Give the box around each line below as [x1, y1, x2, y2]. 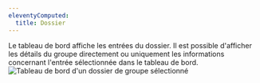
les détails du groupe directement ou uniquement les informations [8, 49, 225, 58]
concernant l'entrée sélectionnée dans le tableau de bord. [8, 57, 199, 67]
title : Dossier [15, 19, 66, 27]
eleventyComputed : [8, 11, 69, 20]
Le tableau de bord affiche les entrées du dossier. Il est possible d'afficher [8, 40, 253, 50]
